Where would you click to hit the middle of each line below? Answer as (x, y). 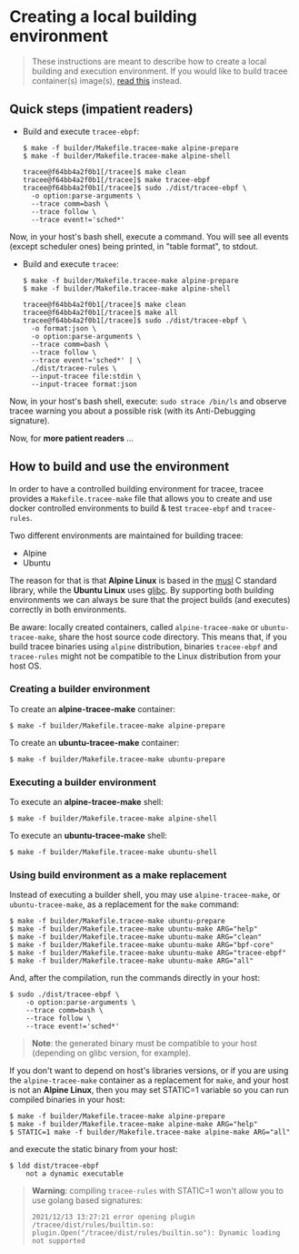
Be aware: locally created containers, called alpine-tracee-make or (134, 627)
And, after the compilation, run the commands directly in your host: (135, 978)
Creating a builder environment (80, 689)
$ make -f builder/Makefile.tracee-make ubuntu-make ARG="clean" (135, 937)
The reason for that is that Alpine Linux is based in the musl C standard (143, 580)
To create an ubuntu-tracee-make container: (95, 742)
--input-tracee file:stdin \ (86, 376)
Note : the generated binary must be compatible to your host (144, 1044)
